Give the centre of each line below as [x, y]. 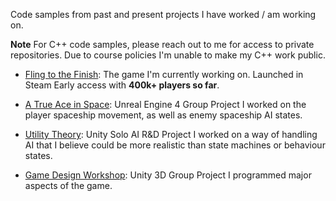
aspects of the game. [68, 185]
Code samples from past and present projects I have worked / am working [163, 14]
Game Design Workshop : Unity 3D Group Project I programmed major [168, 175]
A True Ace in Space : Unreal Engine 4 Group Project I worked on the [165, 104]
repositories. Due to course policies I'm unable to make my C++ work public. [168, 55]
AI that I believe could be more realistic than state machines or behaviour [175, 145]
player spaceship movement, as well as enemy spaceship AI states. [163, 115]
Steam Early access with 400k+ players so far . [122, 85]
